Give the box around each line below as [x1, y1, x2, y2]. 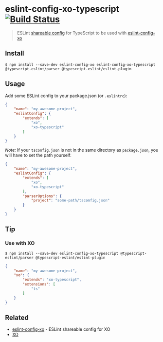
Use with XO [5, 240, 35, 247]
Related [5, 313, 29, 322]
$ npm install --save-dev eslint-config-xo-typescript [5, 251, 119, 256]
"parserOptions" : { [22, 194, 62, 199]
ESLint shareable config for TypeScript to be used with [17, 30, 127, 36]
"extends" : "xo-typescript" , [22, 277, 82, 282]
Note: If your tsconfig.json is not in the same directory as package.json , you [5, 147, 159, 153]
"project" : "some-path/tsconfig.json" [31, 198, 110, 203]
